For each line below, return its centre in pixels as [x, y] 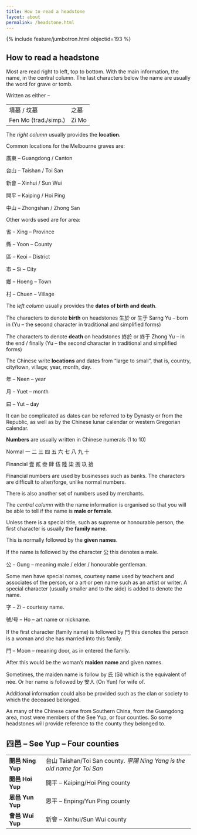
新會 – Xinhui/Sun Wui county [86, 819]
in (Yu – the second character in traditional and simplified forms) [84, 325]
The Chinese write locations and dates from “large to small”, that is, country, [98, 361]
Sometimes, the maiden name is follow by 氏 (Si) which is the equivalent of [96, 674]
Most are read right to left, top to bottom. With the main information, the [92, 72]
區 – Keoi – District [28, 257]
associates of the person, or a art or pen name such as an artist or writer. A [97, 583]
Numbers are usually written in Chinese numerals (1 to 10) [76, 440]
